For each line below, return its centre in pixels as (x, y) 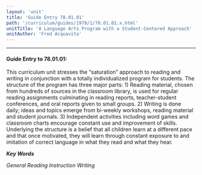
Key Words (20, 154)
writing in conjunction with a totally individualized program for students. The (100, 79)
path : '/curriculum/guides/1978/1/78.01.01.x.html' (72, 23)
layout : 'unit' (25, 12)
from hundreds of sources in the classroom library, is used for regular (92, 91)
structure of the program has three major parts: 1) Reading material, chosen (100, 85)
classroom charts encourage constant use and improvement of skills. (92, 123)
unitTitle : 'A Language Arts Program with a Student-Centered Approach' (99, 28)
